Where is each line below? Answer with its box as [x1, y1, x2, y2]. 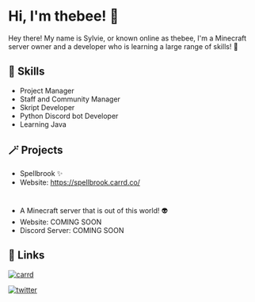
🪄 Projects [8, 143, 63, 157]
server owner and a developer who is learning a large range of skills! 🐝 [8, 41, 239, 51]
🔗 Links [8, 249, 45, 262]
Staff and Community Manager [19, 94, 121, 104]
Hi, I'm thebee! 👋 [8, 7, 120, 25]
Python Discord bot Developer [19, 111, 119, 120]
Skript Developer [19, 102, 75, 112]
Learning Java [19, 119, 67, 129]
